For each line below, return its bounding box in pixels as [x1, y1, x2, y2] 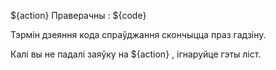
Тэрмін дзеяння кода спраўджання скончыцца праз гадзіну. [10, 29, 267, 40]
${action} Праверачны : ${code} [10, 10, 147, 21]
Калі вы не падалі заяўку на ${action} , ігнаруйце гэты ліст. [10, 48, 262, 60]
